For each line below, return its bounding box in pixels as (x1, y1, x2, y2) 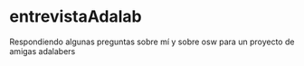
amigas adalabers (9, 45, 76, 56)
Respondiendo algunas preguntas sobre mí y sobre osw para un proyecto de (9, 36, 295, 47)
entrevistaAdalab (9, 6, 142, 27)
